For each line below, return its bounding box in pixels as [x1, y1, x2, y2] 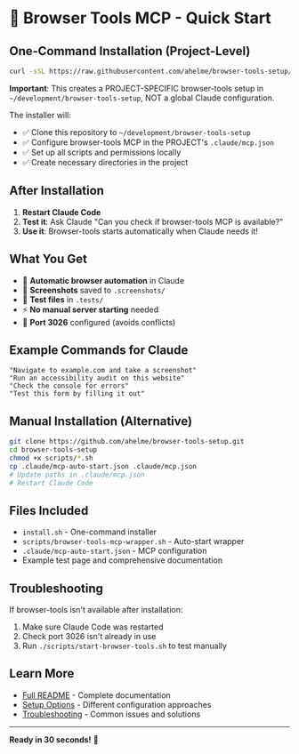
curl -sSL [9, 67, 46, 76]
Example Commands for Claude [9, 342, 189, 357]
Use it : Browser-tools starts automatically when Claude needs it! [21, 226, 258, 237]
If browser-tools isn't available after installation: [9, 605, 183, 614]
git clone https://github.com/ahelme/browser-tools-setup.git [9, 437, 245, 446]
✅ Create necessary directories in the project [21, 156, 189, 167]
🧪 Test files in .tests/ [21, 293, 104, 305]
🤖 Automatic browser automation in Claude [21, 275, 185, 285]
